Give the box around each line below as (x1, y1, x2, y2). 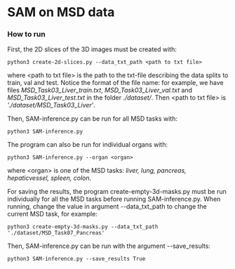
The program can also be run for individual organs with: (7, 140, 168, 149)
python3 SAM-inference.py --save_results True (7, 256, 146, 263)
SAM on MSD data (7, 4, 115, 20)
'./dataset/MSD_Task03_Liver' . (7, 101, 96, 110)
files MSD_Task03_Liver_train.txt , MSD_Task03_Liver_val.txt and (7, 86, 193, 95)
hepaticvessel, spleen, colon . (7, 173, 92, 183)
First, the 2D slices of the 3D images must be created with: (7, 45, 177, 53)
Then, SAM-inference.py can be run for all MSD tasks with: (7, 114, 177, 123)
